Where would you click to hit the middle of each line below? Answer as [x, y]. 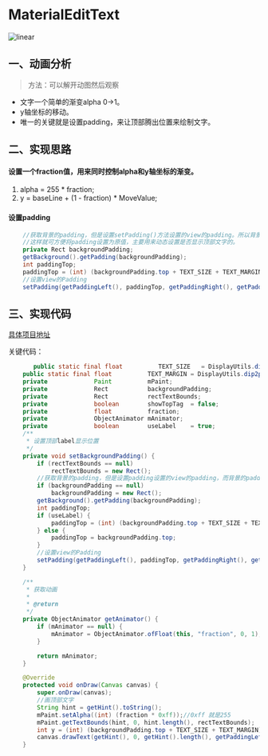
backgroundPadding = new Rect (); [106, 494]
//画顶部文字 [55, 700]
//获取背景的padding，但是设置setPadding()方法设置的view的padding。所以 [136, 235]
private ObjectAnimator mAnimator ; [103, 419]
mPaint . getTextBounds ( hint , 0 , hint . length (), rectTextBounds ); [146, 722]
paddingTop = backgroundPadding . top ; [114, 538]
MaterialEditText [64, 15]
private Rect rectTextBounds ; [112, 396]
